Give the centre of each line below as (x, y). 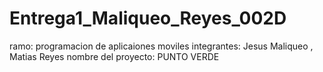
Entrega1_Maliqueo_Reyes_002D (148, 18)
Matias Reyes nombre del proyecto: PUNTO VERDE (114, 56)
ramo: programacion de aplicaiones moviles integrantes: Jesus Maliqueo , (161, 46)
